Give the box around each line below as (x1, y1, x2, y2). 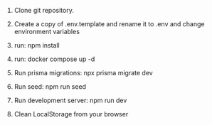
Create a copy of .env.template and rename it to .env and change (14, 20, 205, 28)
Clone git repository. (14, 6, 75, 14)
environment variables (14, 28, 80, 36)
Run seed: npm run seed (14, 82, 87, 91)
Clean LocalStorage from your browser (14, 110, 129, 118)
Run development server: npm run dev (14, 96, 127, 104)
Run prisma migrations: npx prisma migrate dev (14, 69, 153, 77)
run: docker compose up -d (14, 55, 95, 63)
